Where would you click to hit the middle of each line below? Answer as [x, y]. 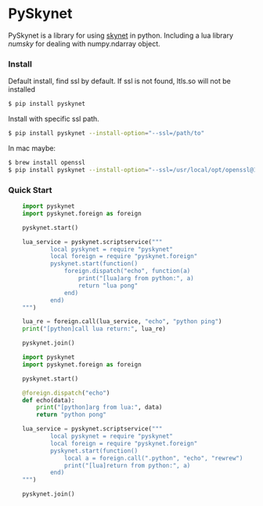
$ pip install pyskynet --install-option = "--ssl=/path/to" [106, 133]
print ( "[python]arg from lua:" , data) [99, 408]
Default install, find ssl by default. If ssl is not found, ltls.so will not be [119, 81]
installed [22, 89]
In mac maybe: [32, 148]
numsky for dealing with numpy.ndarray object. [84, 43]
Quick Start [30, 190]
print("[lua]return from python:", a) [127, 465]
